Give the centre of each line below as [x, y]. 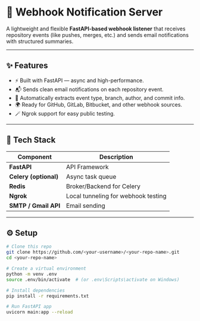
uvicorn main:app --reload [40, 312]
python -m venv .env [32, 274]
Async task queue [91, 176]
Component [35, 157]
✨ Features [27, 66]
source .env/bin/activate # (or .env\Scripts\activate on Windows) [93, 279]
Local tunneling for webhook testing [116, 196]
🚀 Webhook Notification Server [85, 12]
